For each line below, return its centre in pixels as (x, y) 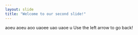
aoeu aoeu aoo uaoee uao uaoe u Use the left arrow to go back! (69, 27)
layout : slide (20, 9)
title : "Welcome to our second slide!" (46, 14)
